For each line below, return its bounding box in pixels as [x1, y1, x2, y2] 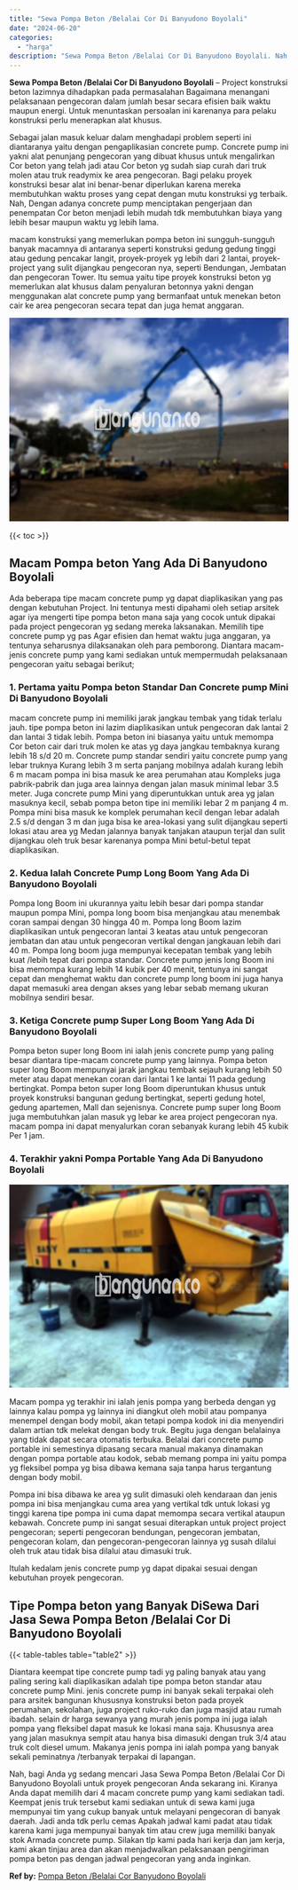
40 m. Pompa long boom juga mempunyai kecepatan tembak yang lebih [9, 945, 272, 956]
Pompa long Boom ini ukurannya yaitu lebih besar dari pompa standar [9, 898, 264, 909]
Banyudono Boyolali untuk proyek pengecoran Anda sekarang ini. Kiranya [9, 1778, 278, 1788]
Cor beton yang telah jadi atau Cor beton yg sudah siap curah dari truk [9, 161, 267, 171]
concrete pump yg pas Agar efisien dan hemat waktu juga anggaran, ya [9, 631, 271, 642]
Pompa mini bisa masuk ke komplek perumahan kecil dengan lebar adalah [9, 807, 279, 817]
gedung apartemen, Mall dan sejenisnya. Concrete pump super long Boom [9, 1102, 281, 1113]
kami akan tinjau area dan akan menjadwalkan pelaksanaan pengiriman [9, 1844, 270, 1855]
